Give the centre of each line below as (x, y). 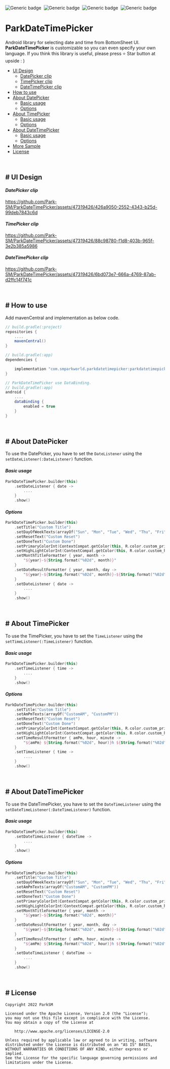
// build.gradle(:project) (34, 327)
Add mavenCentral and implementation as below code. (62, 318)
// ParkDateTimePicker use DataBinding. (49, 383)
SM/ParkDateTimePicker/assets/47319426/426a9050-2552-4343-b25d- (81, 207)
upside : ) (15, 60)
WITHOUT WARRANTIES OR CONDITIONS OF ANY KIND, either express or (77, 1049)
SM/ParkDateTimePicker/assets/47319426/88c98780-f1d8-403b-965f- (80, 241)
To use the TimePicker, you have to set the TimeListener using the (74, 636)
